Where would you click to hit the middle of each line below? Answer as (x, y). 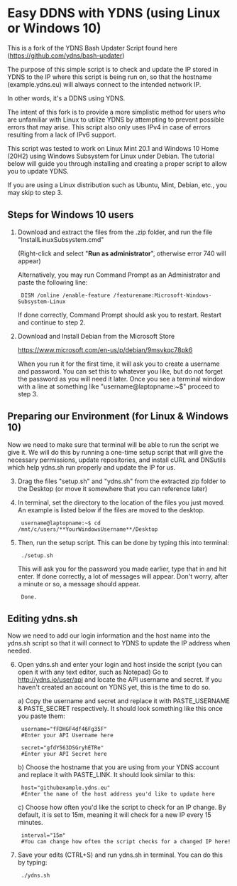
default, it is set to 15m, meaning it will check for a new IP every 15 (114, 815)
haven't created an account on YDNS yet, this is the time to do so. (114, 687)
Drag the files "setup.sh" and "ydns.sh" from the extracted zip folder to (122, 481)
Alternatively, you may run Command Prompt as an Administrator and (119, 275)
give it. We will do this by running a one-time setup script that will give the (115, 452)
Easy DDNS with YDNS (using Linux (114, 13)
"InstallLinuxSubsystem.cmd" (61, 239)
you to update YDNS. (38, 171)
